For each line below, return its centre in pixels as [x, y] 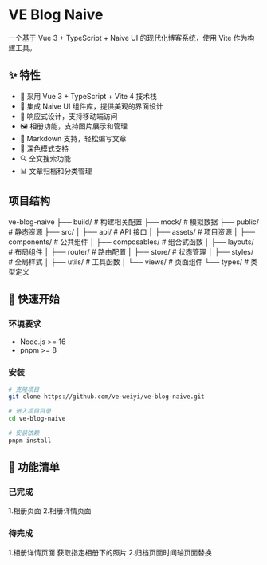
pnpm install [30, 441]
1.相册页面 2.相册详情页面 [50, 511]
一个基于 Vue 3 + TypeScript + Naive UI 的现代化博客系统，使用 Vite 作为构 [132, 38]
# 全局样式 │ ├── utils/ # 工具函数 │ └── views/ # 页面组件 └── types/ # [129, 262]
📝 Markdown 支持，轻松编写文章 [73, 138]
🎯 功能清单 [34, 467]
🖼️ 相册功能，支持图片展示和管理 [73, 126]
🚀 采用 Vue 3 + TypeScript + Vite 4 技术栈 [88, 96]
